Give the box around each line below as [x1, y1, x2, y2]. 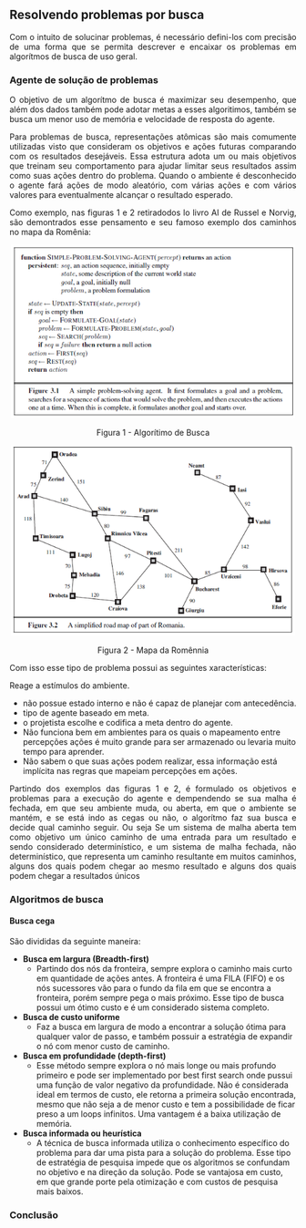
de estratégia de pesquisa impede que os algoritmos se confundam [36, 1157, 291, 1168]
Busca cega [9, 915, 56, 926]
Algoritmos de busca [9, 893, 105, 905]
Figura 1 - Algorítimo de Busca [96, 428, 210, 439]
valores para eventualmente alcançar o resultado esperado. [9, 190, 234, 201]
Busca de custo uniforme [22, 1012, 120, 1023]
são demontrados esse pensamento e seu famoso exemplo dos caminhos [9, 217, 297, 228]
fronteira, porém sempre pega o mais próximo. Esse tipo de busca [36, 993, 285, 1004]
